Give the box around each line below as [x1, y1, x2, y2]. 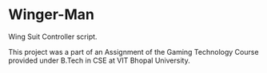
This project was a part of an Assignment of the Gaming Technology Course [8, 47, 259, 56]
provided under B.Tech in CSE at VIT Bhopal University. [8, 56, 190, 65]
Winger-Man [8, 6, 94, 24]
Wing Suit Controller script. [8, 32, 98, 41]
